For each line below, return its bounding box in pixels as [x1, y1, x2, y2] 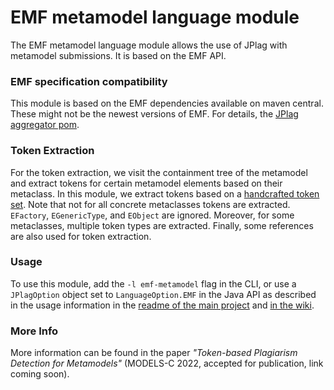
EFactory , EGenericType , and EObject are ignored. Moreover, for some [10, 209, 295, 221]
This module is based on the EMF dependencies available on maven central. [10, 97, 324, 110]
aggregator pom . [10, 119, 80, 131]
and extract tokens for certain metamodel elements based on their [10, 177, 283, 189]
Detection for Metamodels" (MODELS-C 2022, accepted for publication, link [10, 357, 324, 370]
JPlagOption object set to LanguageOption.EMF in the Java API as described [10, 288, 317, 300]
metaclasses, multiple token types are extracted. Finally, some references [10, 219, 314, 231]
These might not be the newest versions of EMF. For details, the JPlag [10, 108, 299, 120]
